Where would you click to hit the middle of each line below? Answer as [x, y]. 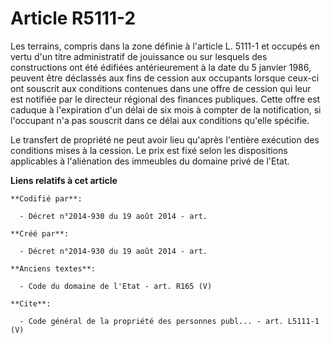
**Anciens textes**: [53, 268]
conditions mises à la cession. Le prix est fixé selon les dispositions [149, 150]
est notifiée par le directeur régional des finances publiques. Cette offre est [165, 99]
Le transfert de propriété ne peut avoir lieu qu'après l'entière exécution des [165, 139]
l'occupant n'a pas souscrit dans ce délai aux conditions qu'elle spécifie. [160, 120]
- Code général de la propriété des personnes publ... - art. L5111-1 [169, 321]
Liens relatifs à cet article [64, 180]
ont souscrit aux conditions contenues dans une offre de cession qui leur [161, 88]
